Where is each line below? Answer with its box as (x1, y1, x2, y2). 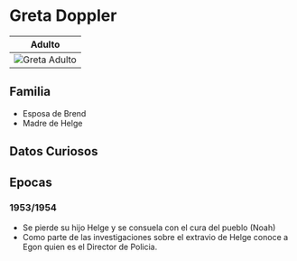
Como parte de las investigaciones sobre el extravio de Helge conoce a (22, 231, 289, 242)
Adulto (30, 38, 60, 51)
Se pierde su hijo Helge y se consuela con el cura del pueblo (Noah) (22, 222, 276, 233)
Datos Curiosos (9, 144, 98, 159)
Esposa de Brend (22, 107, 87, 118)
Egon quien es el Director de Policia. (22, 241, 158, 252)
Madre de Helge (22, 117, 83, 128)
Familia (9, 84, 51, 99)
